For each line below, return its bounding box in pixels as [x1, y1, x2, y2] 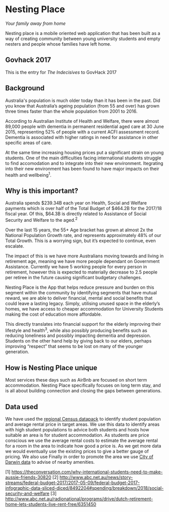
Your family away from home [5, 20, 66, 26]
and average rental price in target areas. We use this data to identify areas [5, 421, 160, 427]
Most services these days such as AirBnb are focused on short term [5, 377, 147, 383]
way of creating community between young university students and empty [5, 36, 161, 42]
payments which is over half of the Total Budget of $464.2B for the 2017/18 [5, 206, 162, 212]
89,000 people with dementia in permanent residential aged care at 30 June [5, 123, 164, 129]
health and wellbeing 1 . [5, 171, 52, 178]
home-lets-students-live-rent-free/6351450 [5, 501, 97, 507]
